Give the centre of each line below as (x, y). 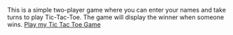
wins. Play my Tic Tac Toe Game (54, 24)
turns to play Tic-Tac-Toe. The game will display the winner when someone (116, 17)
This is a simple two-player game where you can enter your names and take (116, 10)
